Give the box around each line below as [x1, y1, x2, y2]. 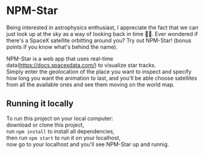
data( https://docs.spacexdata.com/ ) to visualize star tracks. [6, 61, 157, 69]
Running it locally [6, 99, 74, 109]
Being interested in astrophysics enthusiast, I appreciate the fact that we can [6, 24, 199, 31]
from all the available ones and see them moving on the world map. [6, 80, 175, 88]
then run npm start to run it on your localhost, [6, 134, 121, 141]
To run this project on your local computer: [6, 114, 114, 122]
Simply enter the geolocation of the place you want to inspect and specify [6, 68, 192, 75]
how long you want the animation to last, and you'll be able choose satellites [6, 74, 197, 82]
